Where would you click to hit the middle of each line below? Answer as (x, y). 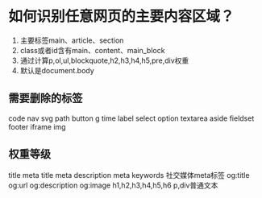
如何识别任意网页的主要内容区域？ (122, 16)
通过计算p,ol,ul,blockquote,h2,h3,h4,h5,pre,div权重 (104, 60)
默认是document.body (57, 70)
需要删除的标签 (46, 99)
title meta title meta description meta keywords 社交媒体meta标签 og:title (129, 175)
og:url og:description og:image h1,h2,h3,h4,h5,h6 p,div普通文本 (113, 185)
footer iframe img (37, 126)
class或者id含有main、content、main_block (92, 50)
